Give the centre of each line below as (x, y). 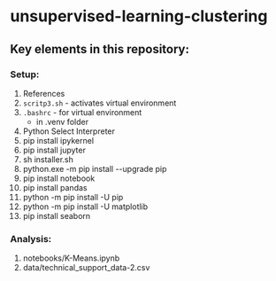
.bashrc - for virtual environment (82, 112)
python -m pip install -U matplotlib (85, 207)
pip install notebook (59, 178)
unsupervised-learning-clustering (139, 16)
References (44, 93)
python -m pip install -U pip (73, 197)
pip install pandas (55, 187)
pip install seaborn (57, 215)
